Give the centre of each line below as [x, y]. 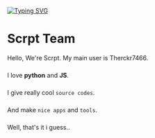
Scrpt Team [41, 39]
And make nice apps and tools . [52, 110]
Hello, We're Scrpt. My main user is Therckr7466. [78, 58]
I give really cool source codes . [51, 92]
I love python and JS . [38, 75]
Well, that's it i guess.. [39, 127]
